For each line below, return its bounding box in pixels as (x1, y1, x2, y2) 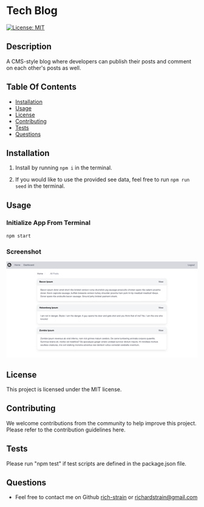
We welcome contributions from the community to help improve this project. (6, 419, 197, 427)
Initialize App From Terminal (6, 218, 91, 227)
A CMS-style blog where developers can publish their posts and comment (6, 57, 192, 65)
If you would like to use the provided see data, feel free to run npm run (15, 176, 190, 183)
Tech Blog (6, 4, 58, 18)
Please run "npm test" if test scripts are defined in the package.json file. (6, 459, 187, 467)
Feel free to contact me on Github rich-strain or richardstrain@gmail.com (15, 494, 198, 501)
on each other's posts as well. (6, 64, 81, 71)
